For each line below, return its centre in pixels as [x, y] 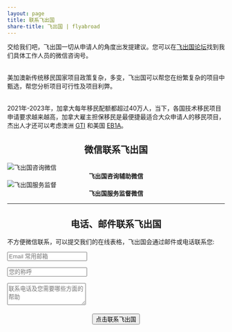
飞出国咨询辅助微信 [116, 176]
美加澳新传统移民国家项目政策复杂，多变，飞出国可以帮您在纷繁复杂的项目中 [116, 77]
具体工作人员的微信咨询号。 [52, 55]
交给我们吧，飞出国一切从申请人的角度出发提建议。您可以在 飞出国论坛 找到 [113, 47]
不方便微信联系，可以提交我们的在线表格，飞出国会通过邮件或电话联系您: [111, 242]
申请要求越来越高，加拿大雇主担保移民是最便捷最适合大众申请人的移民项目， [116, 117]
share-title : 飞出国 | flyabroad [54, 26]
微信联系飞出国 [116, 149]
